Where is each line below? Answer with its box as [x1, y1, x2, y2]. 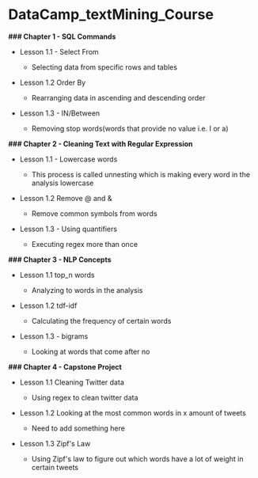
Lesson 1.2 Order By [19, 78, 86, 87]
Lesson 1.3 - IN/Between [19, 108, 101, 118]
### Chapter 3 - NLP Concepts [8, 255, 112, 264]
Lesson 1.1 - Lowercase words [19, 154, 118, 164]
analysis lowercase [31, 178, 94, 188]
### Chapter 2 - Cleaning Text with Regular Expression [8, 138, 193, 148]
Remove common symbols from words [31, 208, 157, 218]
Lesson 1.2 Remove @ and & [19, 193, 112, 203]
